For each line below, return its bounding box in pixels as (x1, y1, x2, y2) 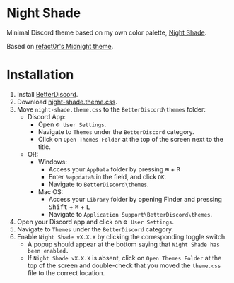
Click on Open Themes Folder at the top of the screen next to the (37, 135, 223, 143)
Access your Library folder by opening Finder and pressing (48, 195, 222, 203)
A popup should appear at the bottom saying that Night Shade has (27, 240, 220, 248)
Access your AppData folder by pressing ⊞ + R (48, 164, 181, 174)
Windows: (37, 157, 68, 166)
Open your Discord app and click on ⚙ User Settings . (16, 217, 175, 226)
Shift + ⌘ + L (48, 203, 90, 211)
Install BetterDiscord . (16, 90, 78, 98)
